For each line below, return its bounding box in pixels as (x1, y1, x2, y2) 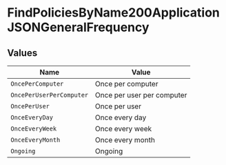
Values (7, 47, 38, 59)
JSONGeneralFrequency (7, 19, 150, 35)
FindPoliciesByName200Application (7, 5, 220, 21)
